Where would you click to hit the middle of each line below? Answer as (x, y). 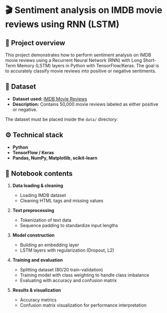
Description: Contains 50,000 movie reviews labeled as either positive (85, 104)
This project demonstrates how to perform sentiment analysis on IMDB (78, 55)
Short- (149, 60)
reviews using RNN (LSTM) (62, 24)
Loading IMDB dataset (43, 195)
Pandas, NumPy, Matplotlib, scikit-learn (55, 158)
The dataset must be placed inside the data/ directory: (62, 119)
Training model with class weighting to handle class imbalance (85, 275)
